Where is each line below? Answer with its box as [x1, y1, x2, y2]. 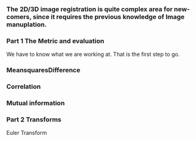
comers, [6, 12, 32, 21]
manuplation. [6, 20, 47, 29]
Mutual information [6, 99, 66, 107]
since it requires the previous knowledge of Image [32, 12, 185, 21]
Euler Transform [6, 129, 47, 137]
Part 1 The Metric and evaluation [6, 36, 105, 45]
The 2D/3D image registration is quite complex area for [6, 5, 173, 13]
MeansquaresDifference [6, 66, 81, 75]
